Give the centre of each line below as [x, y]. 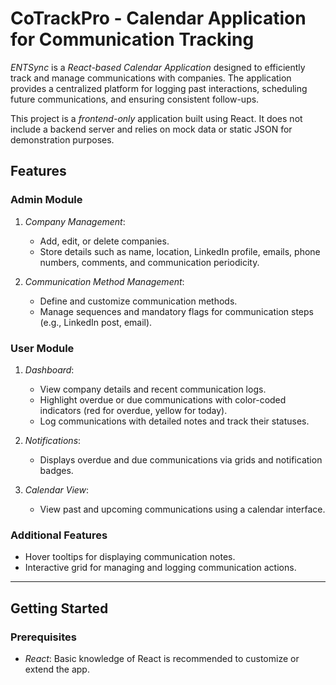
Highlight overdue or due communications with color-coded [163, 399]
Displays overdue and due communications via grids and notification [181, 459]
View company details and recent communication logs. [153, 389]
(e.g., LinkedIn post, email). [96, 322]
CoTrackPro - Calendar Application [158, 18]
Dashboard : [49, 369]
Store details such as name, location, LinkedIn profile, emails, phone [180, 251]
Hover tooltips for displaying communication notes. [130, 557]
